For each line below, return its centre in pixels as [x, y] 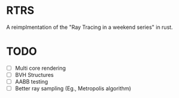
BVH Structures [34, 75]
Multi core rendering [40, 68]
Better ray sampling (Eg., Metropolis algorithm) [73, 88]
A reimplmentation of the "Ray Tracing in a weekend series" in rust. [89, 27]
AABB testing [31, 81]
